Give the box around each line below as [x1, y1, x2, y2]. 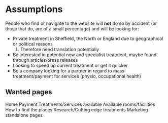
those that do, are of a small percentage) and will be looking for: [5, 25, 140, 31]
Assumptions [5, 4, 63, 15]
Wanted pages [5, 88, 52, 97]
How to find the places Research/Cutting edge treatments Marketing [5, 106, 148, 112]
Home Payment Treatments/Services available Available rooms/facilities [5, 101, 155, 107]
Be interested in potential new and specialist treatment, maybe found [12, 52, 157, 58]
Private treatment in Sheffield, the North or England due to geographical [12, 35, 163, 42]
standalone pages [5, 112, 43, 118]
